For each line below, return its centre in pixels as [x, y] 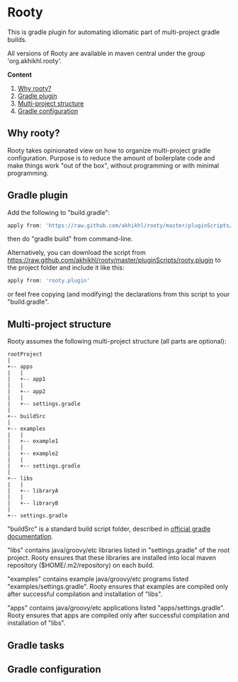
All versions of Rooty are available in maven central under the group [106, 53]
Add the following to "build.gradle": [59, 212]
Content [19, 75]
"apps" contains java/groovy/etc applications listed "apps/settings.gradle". [116, 608]
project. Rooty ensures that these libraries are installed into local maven [112, 558]
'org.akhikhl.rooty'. [35, 60]
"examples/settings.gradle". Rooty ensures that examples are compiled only [118, 587]
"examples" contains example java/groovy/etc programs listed [98, 579]
